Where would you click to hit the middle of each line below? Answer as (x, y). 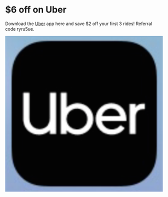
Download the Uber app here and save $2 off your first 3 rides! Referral (79, 24)
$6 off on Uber (36, 10)
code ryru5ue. (20, 29)
